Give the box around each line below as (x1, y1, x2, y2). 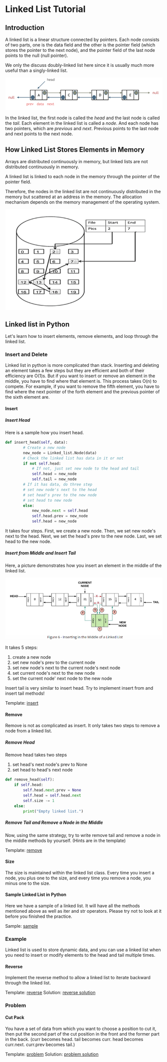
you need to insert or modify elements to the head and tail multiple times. (5, 952, 156, 958)
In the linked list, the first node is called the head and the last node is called (5, 115, 160, 121)
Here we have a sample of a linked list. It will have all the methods (5, 902, 140, 909)
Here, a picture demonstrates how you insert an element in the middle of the (5, 562, 162, 568)
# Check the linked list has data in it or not (23, 456, 124, 461)
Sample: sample (5, 923, 38, 929)
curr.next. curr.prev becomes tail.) (5, 1042, 75, 1048)
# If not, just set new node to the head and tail (31, 466, 140, 471)
